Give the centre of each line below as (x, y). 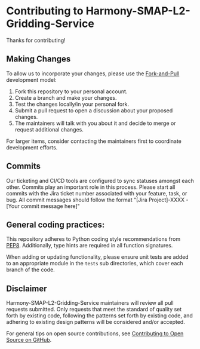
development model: (31, 79)
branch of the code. (30, 270)
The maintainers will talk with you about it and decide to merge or (95, 123)
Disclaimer (27, 288)
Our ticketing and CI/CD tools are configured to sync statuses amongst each (100, 180)
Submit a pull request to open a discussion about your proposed (94, 110)
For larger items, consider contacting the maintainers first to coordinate (94, 141)
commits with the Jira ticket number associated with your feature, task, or (97, 193)
